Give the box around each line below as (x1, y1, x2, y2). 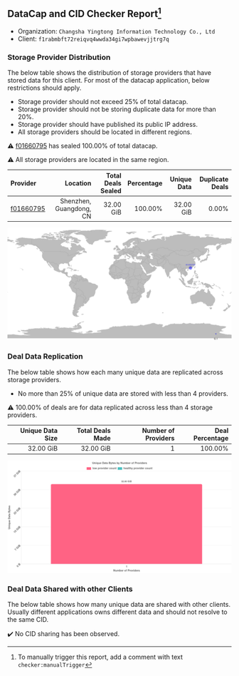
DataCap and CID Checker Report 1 (7, 6, 161, 20)
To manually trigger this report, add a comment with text (17, 652, 184, 662)
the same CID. (7, 615, 49, 624)
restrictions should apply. (7, 83, 82, 92)
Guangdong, (55, 204, 92, 212)
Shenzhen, (60, 196, 92, 205)
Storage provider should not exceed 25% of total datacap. (17, 98, 188, 106)
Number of (142, 426, 175, 435)
